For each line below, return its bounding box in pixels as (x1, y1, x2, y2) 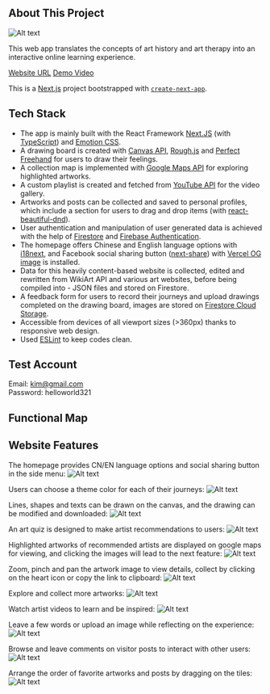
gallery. (19, 188, 45, 198)
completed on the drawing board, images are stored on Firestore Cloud (19, 300, 256, 309)
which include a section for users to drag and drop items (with (19, 205, 227, 215)
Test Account (8, 358, 77, 372)
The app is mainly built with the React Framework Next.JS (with (19, 128, 231, 138)
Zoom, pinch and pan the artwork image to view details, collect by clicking (8, 564, 255, 574)
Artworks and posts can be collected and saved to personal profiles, (19, 197, 247, 207)
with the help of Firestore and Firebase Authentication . (19, 231, 201, 241)
